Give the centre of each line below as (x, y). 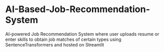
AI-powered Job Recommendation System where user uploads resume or (82, 34)
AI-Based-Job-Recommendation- (78, 9)
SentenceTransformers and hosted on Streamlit (55, 44)
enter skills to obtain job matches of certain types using (63, 39)
